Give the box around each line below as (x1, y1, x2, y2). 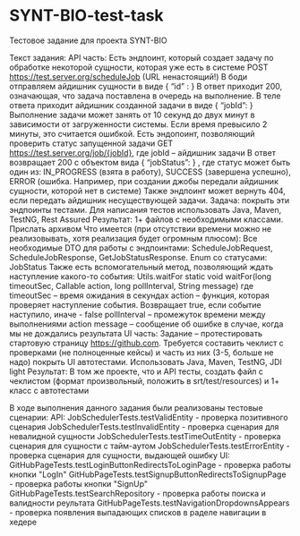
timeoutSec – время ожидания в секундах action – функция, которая (9, 290, 270, 301)
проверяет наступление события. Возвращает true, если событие (9, 299, 261, 310)
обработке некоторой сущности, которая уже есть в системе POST (9, 62, 269, 72)
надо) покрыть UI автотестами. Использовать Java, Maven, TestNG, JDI (9, 356, 282, 367)
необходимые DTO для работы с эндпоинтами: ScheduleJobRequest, (9, 242, 273, 253)
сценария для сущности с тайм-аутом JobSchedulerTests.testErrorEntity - (9, 440, 290, 451)
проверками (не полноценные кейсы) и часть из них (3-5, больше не (9, 346, 274, 358)
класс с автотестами (9, 385, 90, 396)
